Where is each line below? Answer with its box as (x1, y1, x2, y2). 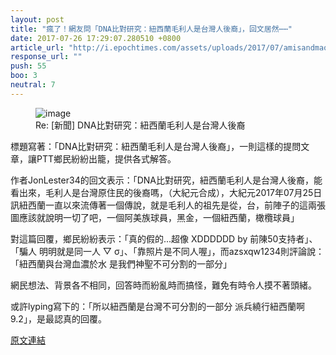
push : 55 (10, 61, 47, 71)
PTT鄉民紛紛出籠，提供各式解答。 (36, 152, 177, 165)
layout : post (10, 14, 65, 25)
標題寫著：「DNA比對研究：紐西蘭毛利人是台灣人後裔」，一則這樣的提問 (10, 140, 302, 152)
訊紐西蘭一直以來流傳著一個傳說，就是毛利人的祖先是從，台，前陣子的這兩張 (10, 199, 326, 211)
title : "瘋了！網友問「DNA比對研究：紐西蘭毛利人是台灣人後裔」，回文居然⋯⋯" (10, 24, 293, 34)
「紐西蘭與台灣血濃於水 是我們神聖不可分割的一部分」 (10, 257, 232, 270)
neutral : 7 (10, 80, 56, 90)
